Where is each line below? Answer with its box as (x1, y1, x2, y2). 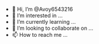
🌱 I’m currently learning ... (11, 18, 76, 25)
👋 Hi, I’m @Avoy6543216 (11, 6, 73, 12)
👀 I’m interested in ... (11, 12, 63, 19)
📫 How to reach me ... (11, 32, 68, 38)
